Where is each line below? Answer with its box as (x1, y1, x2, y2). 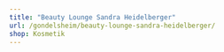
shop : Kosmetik (9, 29, 66, 38)
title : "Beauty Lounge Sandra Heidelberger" (9, 12, 176, 22)
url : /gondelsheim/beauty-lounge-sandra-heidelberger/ (9, 21, 216, 30)
